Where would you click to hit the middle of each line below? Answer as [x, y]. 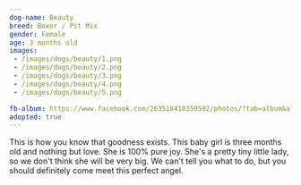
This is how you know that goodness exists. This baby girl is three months [146, 142]
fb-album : [28, 108]
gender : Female [38, 34]
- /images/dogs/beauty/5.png [68, 92]
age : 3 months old [43, 42]
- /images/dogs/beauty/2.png [68, 68]
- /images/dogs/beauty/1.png [68, 59]
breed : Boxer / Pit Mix [54, 26]
